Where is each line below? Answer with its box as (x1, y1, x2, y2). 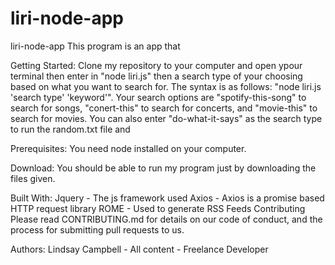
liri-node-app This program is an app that (10, 40, 181, 52)
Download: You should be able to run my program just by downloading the (10, 162, 317, 174)
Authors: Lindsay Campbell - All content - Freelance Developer (10, 243, 269, 255)
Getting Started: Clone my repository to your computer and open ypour (10, 59, 303, 71)
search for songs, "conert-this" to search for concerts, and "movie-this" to (10, 102, 318, 114)
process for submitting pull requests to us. (10, 223, 185, 236)
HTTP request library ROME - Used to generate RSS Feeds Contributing (10, 202, 306, 214)
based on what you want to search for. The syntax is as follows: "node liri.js (10, 80, 322, 92)
